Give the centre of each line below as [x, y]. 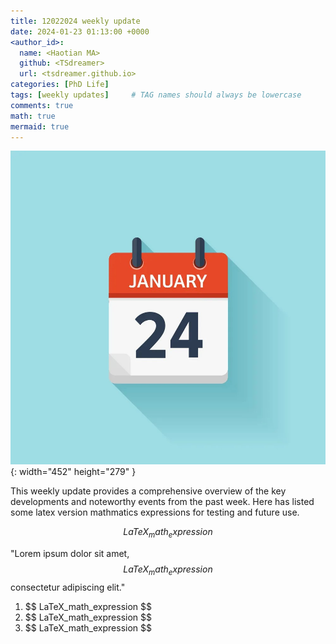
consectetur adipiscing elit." [68, 587]
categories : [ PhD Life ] [60, 85]
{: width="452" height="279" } [73, 472]
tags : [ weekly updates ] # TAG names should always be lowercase [156, 95]
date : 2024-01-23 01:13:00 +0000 [80, 31]
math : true [33, 116]
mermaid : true [40, 126]
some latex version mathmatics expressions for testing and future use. [155, 512]
